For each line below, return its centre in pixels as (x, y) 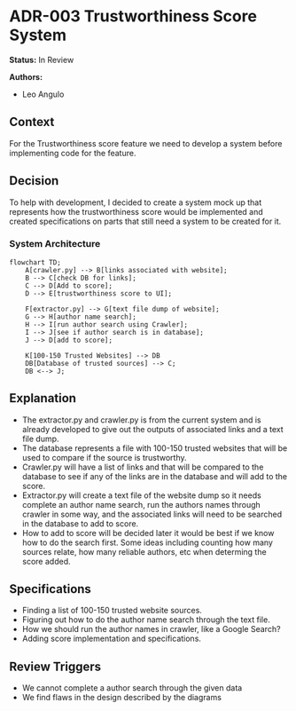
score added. (46, 561)
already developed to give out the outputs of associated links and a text (152, 429)
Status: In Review (42, 59)
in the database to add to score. (80, 523)
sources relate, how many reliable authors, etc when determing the (144, 551)
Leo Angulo (43, 94)
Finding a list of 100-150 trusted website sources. (112, 611)
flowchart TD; (35, 262)
